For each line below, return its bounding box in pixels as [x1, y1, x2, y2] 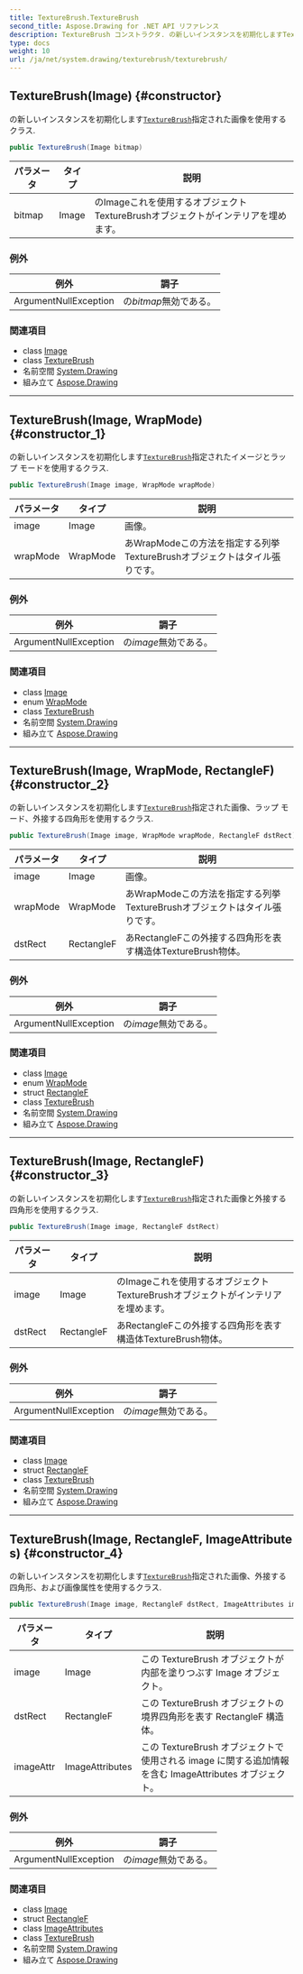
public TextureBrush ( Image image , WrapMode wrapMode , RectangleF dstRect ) [9, 831, 297, 840]
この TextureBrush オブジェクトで [141, 1740, 284, 1753]
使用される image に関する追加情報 [141, 1754, 290, 1767]
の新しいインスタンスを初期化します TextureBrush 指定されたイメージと [9, 452, 271, 463]
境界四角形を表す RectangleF [141, 1710, 264, 1722]
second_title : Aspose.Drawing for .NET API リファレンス [9, 22, 219, 31]
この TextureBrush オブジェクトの [141, 1696, 284, 1709]
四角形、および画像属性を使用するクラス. [9, 1582, 162, 1593]
